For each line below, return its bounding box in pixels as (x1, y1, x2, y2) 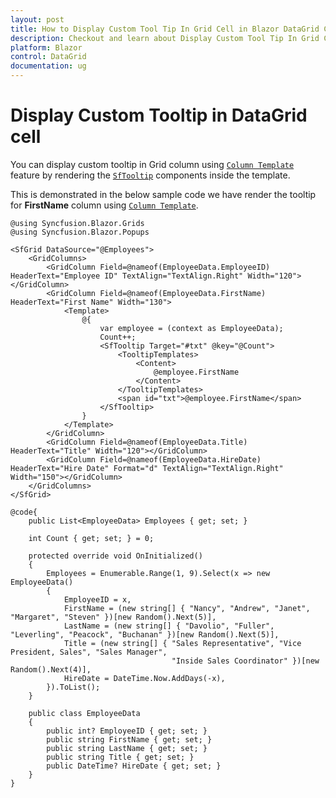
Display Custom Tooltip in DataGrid (10, 104, 308, 127)
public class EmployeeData (28, 708, 141, 718)
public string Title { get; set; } (46, 752, 195, 762)
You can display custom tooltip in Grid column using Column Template (10, 158, 295, 170)
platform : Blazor (10, 42, 83, 53)
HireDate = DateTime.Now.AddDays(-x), (63, 673, 226, 683)
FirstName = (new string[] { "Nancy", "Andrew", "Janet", (63, 603, 311, 613)
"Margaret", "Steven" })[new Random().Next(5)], (10, 612, 217, 622)
